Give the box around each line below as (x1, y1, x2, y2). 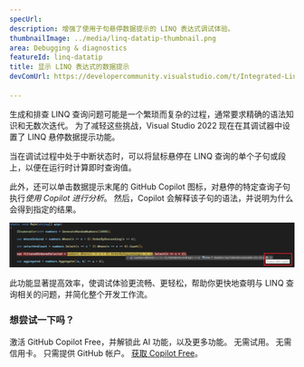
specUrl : (9, 14, 43, 24)
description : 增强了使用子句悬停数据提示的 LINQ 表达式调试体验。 (9, 24, 235, 34)
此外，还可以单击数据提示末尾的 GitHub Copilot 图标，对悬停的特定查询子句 (9, 181, 291, 192)
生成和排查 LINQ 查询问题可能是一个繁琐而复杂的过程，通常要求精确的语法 (9, 109, 287, 120)
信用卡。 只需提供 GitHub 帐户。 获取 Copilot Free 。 (9, 347, 204, 358)
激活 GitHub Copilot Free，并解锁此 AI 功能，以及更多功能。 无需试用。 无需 (9, 336, 292, 347)
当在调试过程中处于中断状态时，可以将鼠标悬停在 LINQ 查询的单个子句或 (9, 150, 279, 161)
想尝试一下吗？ (9, 314, 75, 326)
